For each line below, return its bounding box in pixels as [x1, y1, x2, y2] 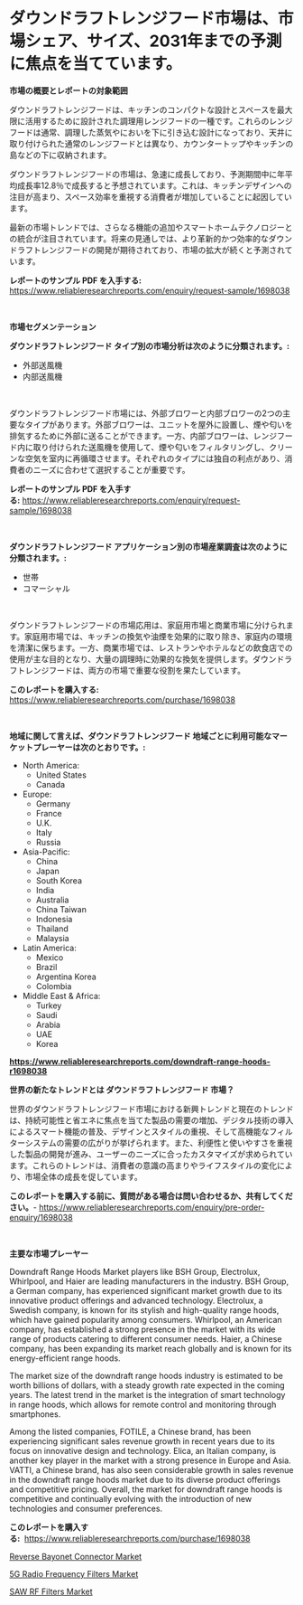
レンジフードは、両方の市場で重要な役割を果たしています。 [24, 665, 246, 675]
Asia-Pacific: [22, 846, 70, 857]
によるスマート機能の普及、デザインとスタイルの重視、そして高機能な [9, 1126, 270, 1137]
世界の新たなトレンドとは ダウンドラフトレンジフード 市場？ [9, 1084, 234, 1095]
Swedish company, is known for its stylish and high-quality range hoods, [9, 1304, 280, 1316]
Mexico [35, 951, 64, 963]
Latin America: [22, 942, 77, 953]
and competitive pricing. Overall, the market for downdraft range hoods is [9, 1484, 282, 1495]
